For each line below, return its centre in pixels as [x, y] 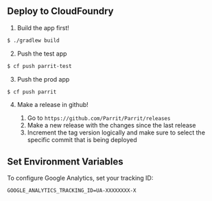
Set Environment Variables [65, 162]
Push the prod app [43, 79]
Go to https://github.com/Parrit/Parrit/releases [99, 118]
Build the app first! [43, 27]
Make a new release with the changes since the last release [111, 126]
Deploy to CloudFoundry [60, 11]
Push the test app [42, 54]
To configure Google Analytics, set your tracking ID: [80, 178]
